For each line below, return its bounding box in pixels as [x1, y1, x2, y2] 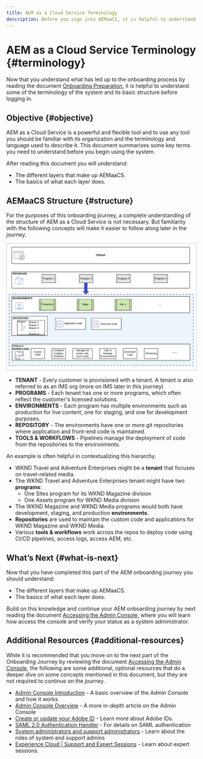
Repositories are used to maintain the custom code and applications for [14, 515, 195, 523]
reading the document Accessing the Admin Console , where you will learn [6, 612, 191, 619]
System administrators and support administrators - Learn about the [14, 728, 185, 735]
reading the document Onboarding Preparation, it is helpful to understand [6, 82, 189, 90]
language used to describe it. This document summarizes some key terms [6, 142, 190, 149]
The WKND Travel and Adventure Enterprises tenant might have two [14, 477, 185, 485]
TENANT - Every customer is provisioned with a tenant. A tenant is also [14, 376, 193, 384]
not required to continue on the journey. [6, 677, 105, 684]
